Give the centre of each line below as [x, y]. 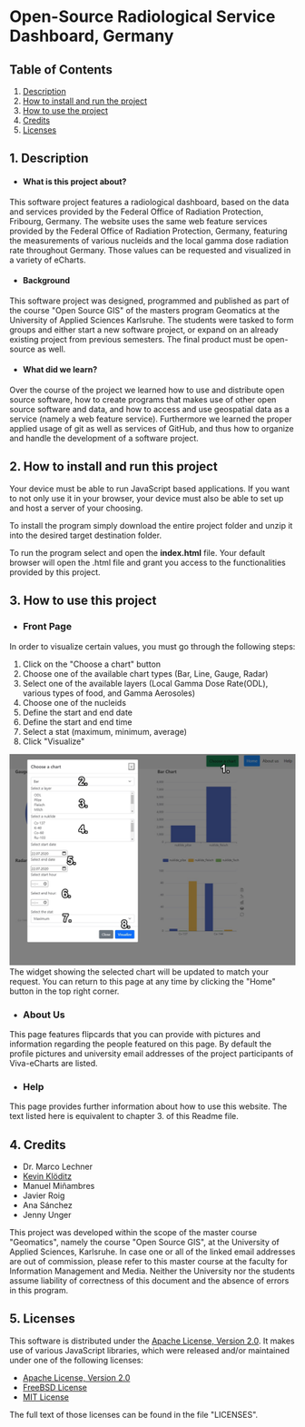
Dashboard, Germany [92, 36]
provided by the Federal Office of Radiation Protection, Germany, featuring [148, 231]
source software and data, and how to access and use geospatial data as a [150, 409]
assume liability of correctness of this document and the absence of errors [149, 1281]
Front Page [47, 627]
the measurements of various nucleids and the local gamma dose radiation [149, 240]
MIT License [46, 1397]
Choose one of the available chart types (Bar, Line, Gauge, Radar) [145, 673]
